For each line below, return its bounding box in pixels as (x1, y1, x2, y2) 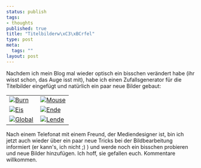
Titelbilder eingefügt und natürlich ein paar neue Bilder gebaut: (6, 82, 162, 90)
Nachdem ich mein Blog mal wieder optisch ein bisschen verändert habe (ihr (6, 69, 195, 77)
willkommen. (6, 156, 38, 163)
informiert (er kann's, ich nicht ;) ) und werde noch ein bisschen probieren (6, 143, 188, 150)
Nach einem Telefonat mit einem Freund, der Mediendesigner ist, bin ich (6, 130, 184, 138)
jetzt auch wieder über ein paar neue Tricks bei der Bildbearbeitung (6, 137, 173, 144)
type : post (6, 36, 33, 42)
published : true (6, 25, 47, 32)
